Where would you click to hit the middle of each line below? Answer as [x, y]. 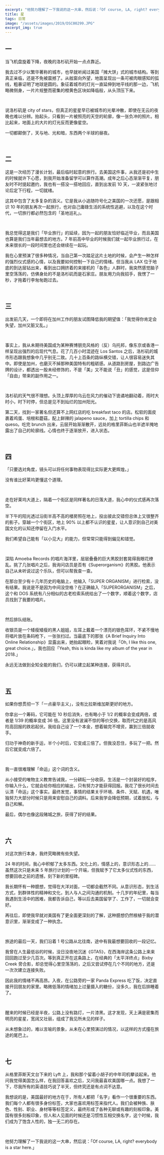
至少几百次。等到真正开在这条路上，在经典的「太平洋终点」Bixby [87, 958]
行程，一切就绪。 [39, 190]
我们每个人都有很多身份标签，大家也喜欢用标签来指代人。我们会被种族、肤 [80, 1103]
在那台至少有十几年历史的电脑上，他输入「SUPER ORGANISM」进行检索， [80, 581]
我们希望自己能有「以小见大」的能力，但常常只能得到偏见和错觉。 [71, 539]
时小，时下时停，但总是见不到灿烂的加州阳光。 [52, 401]
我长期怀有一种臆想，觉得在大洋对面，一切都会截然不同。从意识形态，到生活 [82, 887]
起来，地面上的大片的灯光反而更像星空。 [50, 122]
